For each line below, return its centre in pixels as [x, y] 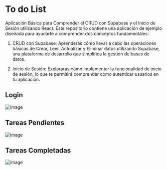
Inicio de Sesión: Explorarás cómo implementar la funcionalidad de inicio [87, 69]
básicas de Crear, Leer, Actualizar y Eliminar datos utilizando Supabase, [86, 48]
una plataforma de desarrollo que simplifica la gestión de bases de [81, 54]
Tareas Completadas [38, 150]
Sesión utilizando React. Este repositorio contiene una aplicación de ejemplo [83, 28]
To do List [26, 9]
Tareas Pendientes [35, 123]
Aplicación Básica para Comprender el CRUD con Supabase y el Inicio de [81, 23]
